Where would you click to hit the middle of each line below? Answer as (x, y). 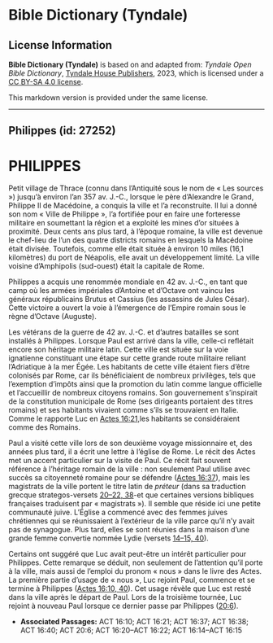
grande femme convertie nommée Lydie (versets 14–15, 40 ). (108, 538)
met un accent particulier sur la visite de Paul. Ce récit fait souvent (120, 461)
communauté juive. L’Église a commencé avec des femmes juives (118, 512)
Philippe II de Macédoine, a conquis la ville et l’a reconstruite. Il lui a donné (133, 206)
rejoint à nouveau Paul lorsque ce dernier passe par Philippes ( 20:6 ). (123, 606)
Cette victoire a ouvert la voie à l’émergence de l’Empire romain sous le (127, 308)
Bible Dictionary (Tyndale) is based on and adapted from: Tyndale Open (130, 64)
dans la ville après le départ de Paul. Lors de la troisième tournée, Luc (125, 597)
